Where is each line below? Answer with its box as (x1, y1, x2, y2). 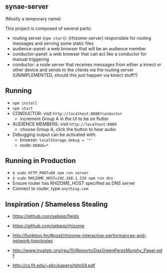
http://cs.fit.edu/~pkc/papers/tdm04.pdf (12, 263, 96, 269)
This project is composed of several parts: (5, 25, 92, 31)
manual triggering (12, 56, 49, 62)
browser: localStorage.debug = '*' (19, 136, 93, 142)
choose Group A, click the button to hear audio (19, 126, 116, 132)
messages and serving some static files (12, 40, 94, 46)
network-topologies (12, 238, 53, 244)
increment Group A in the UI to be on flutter (19, 116, 109, 122)
